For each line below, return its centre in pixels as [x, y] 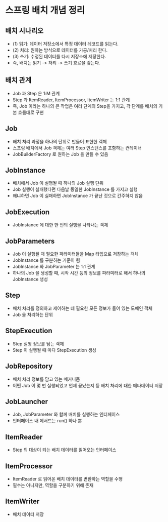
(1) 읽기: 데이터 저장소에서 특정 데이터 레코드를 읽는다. [65, 44]
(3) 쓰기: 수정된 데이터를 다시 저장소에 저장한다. [59, 56]
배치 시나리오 [24, 31]
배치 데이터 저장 [28, 514]
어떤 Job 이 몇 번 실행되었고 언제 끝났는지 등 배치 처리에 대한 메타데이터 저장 [88, 385]
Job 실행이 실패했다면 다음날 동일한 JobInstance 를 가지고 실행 [75, 189]
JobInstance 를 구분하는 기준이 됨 [46, 260]
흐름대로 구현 [31, 112]
